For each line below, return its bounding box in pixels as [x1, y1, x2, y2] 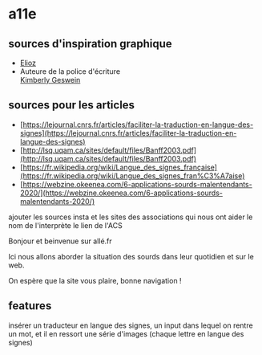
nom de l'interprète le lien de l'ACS [8, 220, 123, 230]
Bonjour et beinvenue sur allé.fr [8, 236, 112, 246]
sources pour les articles [8, 98, 135, 112]
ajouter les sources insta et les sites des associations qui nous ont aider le [8, 212, 253, 222]
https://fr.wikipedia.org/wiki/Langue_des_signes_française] [22, 162, 218, 172]
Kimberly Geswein [19, 75, 81, 84]
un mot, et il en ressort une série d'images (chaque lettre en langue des [8, 328, 244, 338]
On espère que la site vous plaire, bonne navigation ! [8, 275, 182, 285]
